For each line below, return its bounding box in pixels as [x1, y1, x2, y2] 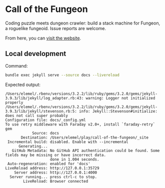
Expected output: [5, 81, 41, 87]
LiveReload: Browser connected [23, 178, 88, 183]
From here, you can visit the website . [5, 35, 81, 41]
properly [5, 100, 23, 105]
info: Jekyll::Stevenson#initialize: [79, 108, 157, 113]
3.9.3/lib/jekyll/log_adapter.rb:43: [5, 95, 84, 100]
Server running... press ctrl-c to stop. [9, 174, 97, 179]
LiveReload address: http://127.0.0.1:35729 [5, 165, 99, 170]
